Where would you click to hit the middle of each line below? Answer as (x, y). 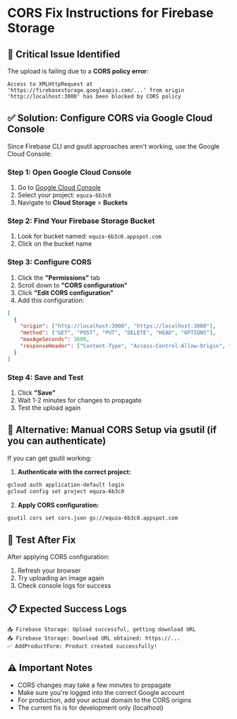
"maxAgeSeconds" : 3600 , (55, 340)
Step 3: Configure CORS (49, 262)
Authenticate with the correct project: (74, 471)
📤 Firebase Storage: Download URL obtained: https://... (94, 638)
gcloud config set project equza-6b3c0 (66, 491)
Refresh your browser (49, 570)
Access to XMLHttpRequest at (50, 84)
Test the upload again (49, 408)
